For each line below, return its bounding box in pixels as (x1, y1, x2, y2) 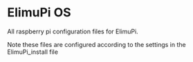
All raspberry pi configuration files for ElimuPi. (7, 27, 138, 35)
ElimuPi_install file (7, 48, 59, 56)
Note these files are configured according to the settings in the (7, 40, 186, 48)
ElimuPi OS (7, 5, 71, 20)
